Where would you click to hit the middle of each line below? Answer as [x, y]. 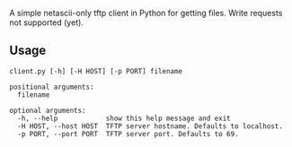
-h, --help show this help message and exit [124, 118]
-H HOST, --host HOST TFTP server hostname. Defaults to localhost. [150, 126]
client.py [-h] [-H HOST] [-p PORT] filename [96, 71]
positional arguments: [52, 87]
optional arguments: [48, 110]
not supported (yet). [46, 22]
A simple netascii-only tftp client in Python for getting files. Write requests [146, 13]
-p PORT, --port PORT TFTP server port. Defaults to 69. [128, 134]
